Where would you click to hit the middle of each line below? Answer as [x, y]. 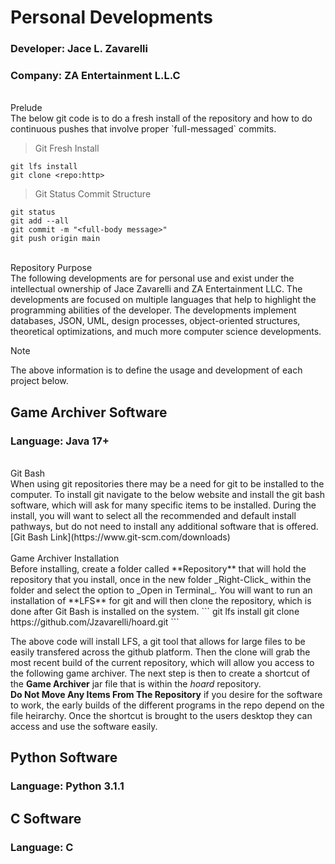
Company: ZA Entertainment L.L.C [95, 76]
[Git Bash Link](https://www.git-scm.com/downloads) [120, 537]
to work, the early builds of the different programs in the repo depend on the [167, 705]
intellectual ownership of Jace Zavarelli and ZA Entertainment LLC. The [156, 289]
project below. [39, 381]
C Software [46, 818]
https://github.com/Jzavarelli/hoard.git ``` [95, 622]
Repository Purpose [51, 268]
